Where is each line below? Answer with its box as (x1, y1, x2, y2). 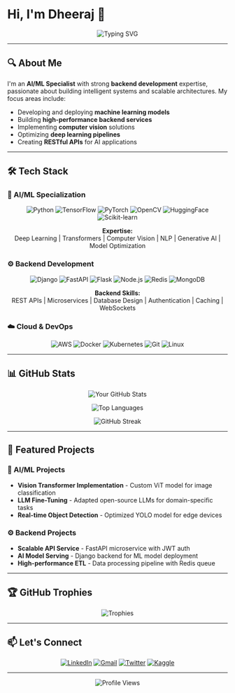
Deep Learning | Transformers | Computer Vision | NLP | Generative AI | (14, 234, 221, 242)
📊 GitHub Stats (7, 368, 76, 380)
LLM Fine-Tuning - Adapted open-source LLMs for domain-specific (17, 495, 213, 504)
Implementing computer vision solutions (17, 123, 135, 131)
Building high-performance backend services (17, 115, 152, 123)
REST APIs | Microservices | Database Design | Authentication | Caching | (11, 296, 224, 304)
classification (17, 488, 56, 497)
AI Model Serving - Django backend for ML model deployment (17, 551, 198, 560)
